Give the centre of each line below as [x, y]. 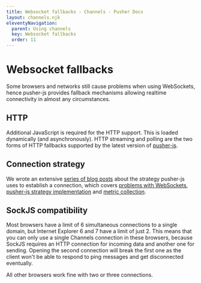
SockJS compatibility [47, 210]
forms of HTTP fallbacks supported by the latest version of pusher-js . [92, 145]
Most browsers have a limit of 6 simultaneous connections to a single [92, 225]
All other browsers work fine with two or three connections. [79, 275]
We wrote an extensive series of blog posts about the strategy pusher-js [95, 179]
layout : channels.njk [33, 17]
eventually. [19, 263]
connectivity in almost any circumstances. [58, 99]
